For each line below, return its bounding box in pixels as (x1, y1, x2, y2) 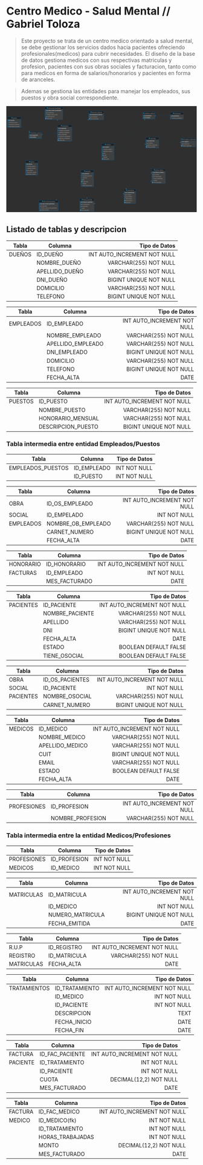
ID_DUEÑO (36, 251, 63, 258)
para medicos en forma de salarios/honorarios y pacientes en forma (21, 69, 191, 76)
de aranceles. (21, 76, 56, 83)
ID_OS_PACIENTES (43, 675, 89, 683)
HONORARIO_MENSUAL (39, 414, 100, 422)
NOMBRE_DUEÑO (36, 259, 82, 267)
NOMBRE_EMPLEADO (46, 331, 101, 339)
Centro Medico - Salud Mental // (6, 4, 171, 18)
